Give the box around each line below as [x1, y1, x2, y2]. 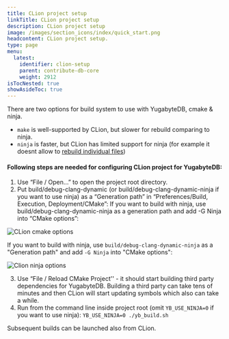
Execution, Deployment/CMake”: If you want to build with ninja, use [16, 200, 206, 208]
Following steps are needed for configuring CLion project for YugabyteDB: [7, 163, 222, 171]
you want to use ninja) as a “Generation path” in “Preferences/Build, [16, 193, 208, 201]
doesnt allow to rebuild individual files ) [16, 148, 126, 156]
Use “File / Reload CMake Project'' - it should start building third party [16, 275, 214, 283]
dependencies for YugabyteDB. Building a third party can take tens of [16, 282, 213, 290]
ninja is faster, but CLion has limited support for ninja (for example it [16, 140, 210, 148]
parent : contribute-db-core [19, 67, 99, 74]
